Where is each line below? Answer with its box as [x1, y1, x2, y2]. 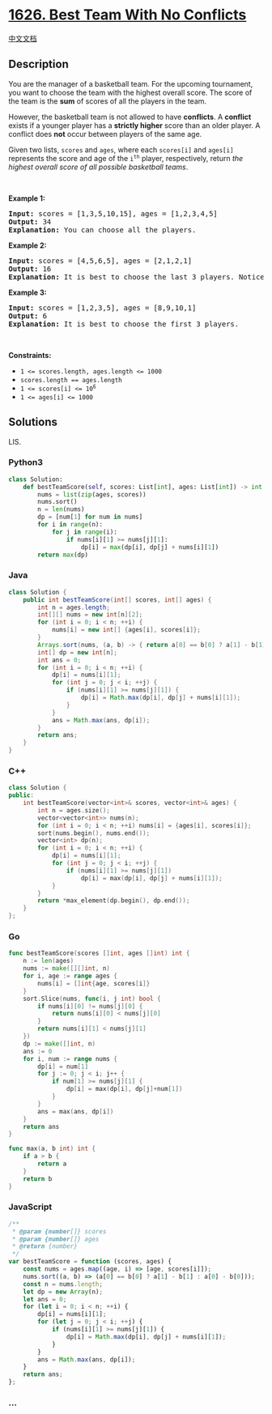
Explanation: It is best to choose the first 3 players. [8, 319, 240, 329]
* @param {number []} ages [11, 1235, 100, 1243]
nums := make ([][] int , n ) [23, 965, 111, 973]
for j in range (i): [51, 528, 117, 536]
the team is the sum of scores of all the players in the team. [8, 96, 207, 106]
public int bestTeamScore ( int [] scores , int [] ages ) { [23, 595, 212, 604]
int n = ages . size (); [37, 806, 111, 815]
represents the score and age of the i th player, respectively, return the [8, 153, 244, 163]
